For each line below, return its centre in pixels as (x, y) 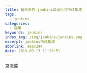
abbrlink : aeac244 (24, 46)
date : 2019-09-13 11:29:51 (33, 51)
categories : (17, 23)
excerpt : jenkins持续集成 (30, 42)
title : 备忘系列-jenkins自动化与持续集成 (44, 10)
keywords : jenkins (24, 33)
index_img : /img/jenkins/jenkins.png (44, 37)
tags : (11, 14)
